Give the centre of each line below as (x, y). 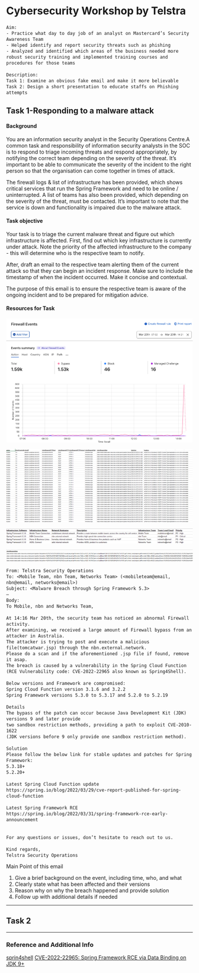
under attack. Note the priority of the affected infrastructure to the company (99, 247)
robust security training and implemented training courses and (87, 57)
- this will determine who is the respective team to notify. (76, 253)
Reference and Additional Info (50, 945)
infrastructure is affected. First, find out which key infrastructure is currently (99, 240)
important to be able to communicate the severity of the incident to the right (99, 164)
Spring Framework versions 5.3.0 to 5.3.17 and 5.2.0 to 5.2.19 (87, 696)
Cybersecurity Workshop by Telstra (96, 11)
